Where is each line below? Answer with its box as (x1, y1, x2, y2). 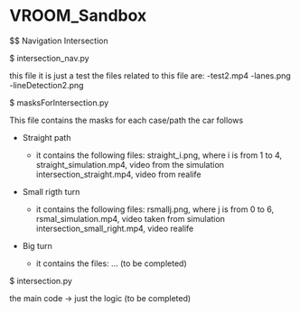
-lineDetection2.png (9, 79, 84, 90)
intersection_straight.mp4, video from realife (35, 169, 202, 180)
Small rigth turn (22, 186, 80, 197)
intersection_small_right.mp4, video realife (35, 223, 194, 234)
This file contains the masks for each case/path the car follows (9, 115, 244, 125)
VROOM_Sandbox (9, 5, 147, 26)
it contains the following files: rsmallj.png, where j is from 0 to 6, (35, 204, 274, 215)
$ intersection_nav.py (9, 52, 89, 63)
